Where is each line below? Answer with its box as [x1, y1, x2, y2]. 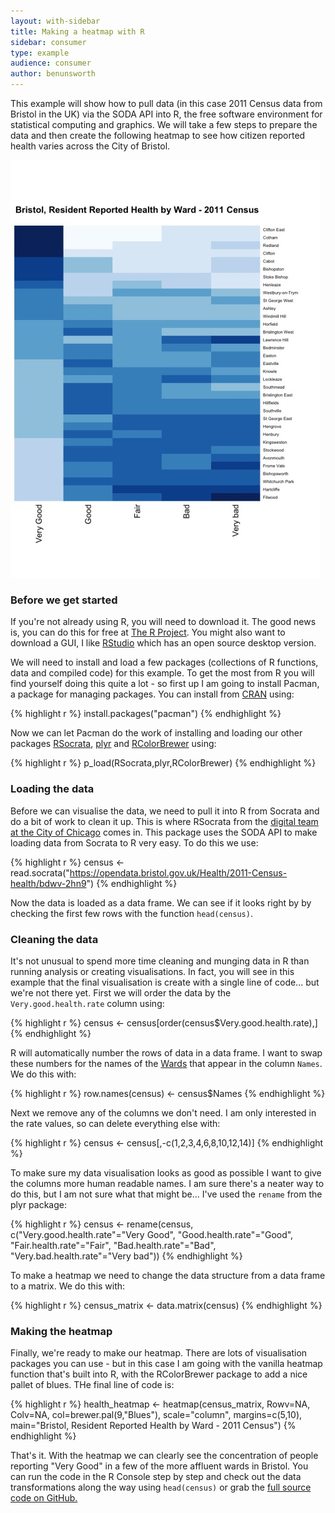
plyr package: [10, 1198, 68, 1210]
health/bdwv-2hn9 [10, 877, 87, 889]
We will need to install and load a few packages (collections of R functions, [10, 656, 319, 669]
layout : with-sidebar [10, 16, 101, 26]
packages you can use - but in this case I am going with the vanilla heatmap [10, 1358, 323, 1370]
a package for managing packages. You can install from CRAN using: [10, 688, 295, 700]
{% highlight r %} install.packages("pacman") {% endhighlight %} [10, 708, 282, 720]
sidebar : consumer [10, 37, 87, 47]
